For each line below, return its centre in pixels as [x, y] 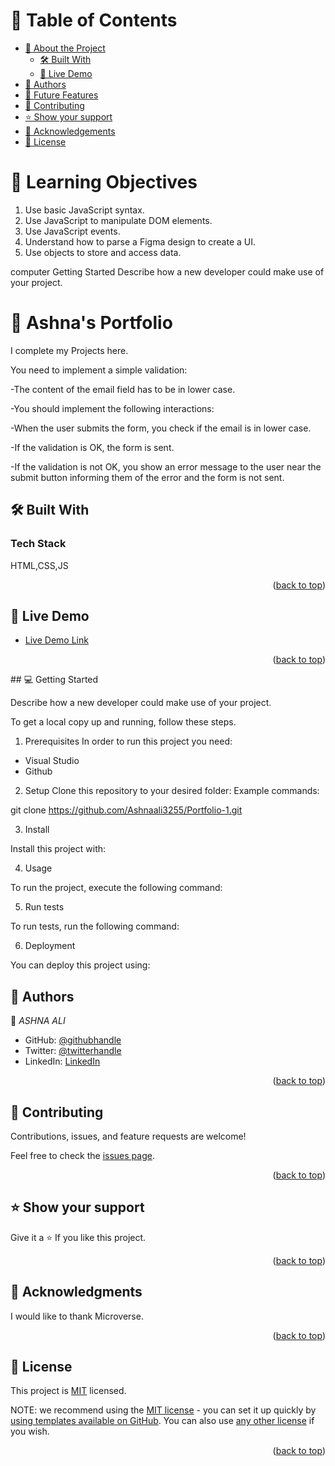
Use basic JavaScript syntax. [84, 210]
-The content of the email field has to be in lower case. [123, 389]
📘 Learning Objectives [104, 182]
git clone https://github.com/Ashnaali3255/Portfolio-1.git [126, 810]
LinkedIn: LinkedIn [62, 1061]
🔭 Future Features [61, 95]
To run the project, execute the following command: [116, 888]
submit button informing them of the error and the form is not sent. [147, 477]
